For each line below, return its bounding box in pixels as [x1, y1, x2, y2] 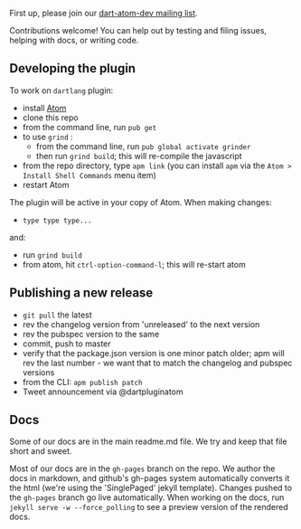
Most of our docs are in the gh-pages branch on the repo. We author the [9, 463, 276, 474]
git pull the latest [22, 309, 92, 320]
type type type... [22, 216, 92, 225]
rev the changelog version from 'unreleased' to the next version [22, 318, 260, 329]
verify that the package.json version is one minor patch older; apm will [22, 347, 285, 358]
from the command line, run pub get [22, 121, 157, 132]
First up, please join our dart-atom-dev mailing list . [9, 8, 198, 18]
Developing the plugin [9, 61, 136, 76]
